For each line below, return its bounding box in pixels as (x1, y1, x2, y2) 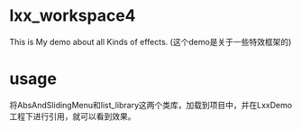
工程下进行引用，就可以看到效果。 (9, 110, 136, 122)
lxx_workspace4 (9, 5, 137, 26)
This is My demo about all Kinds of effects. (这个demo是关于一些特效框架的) (9, 36, 292, 47)
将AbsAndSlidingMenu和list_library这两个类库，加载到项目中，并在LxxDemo (9, 99, 293, 110)
